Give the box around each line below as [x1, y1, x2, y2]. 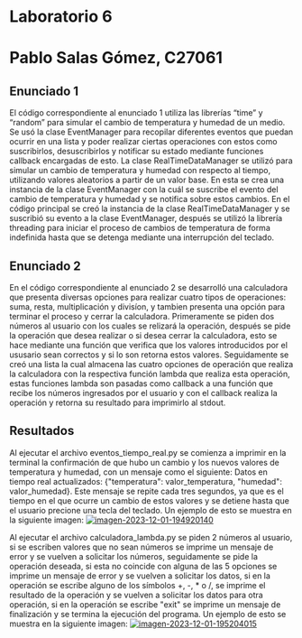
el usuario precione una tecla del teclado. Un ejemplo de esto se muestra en [9, 504, 292, 515]
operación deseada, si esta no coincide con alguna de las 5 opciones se [9, 560, 278, 571]
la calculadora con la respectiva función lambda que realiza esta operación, [9, 368, 290, 379]
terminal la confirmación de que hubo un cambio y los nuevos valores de [9, 457, 279, 467]
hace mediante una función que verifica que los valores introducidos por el [9, 340, 288, 350]
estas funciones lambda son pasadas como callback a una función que [9, 378, 273, 389]
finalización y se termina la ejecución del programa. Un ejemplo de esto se [9, 608, 287, 619]
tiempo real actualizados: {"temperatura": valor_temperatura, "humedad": [9, 476, 282, 486]
